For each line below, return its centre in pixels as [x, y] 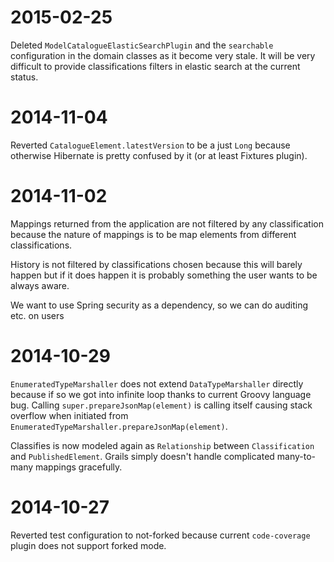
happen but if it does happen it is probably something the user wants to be [164, 275]
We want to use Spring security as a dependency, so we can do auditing [159, 305]
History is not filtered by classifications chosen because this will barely [156, 264]
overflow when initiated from [69, 415]
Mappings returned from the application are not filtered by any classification [167, 223]
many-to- [296, 456]
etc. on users [37, 315]
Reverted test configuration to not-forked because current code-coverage [160, 535]
